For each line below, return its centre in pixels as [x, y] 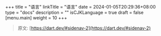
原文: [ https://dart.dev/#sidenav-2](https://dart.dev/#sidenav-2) [84, 28]
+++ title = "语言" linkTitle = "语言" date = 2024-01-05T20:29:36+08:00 [80, 7]
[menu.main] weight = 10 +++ [36, 18]
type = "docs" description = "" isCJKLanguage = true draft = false [74, 12]
